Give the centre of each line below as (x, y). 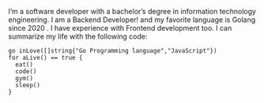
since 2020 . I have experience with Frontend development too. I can (120, 28)
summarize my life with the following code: (78, 36)
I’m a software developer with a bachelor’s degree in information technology (132, 11)
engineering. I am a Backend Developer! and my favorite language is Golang (132, 20)
